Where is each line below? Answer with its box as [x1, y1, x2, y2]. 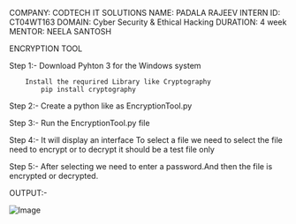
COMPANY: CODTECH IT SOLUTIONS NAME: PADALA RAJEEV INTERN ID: [9, 8, 281, 18]
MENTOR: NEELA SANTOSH [9, 26, 112, 36]
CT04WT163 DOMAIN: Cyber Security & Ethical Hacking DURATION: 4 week [9, 17, 287, 27]
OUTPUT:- [9, 188, 48, 198]
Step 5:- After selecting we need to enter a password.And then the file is [9, 161, 273, 171]
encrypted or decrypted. [9, 171, 99, 181]
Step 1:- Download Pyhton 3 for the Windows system [9, 61, 201, 71]
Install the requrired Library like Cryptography [25, 78, 212, 86]
